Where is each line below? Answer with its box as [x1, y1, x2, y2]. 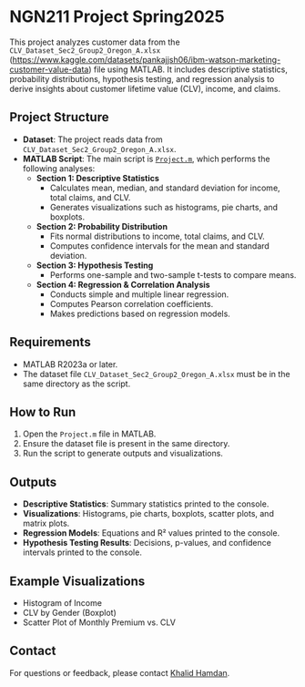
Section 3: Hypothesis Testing [36, 260, 154, 271]
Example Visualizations [9, 573, 146, 589]
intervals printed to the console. [22, 547, 143, 558]
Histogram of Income [22, 598, 103, 608]
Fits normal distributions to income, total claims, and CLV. [49, 231, 266, 241]
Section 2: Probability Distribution [36, 220, 168, 231]
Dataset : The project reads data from [22, 134, 163, 145]
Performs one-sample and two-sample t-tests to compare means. [49, 269, 297, 280]
